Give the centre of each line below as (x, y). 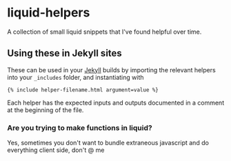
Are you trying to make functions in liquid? (80, 127)
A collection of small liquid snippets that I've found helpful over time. (104, 32)
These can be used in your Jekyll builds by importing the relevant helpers (111, 69)
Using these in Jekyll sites (64, 53)
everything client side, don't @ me (56, 150)
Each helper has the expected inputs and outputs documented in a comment (116, 103)
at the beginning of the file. (46, 110)
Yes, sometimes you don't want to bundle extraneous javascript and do (108, 143)
